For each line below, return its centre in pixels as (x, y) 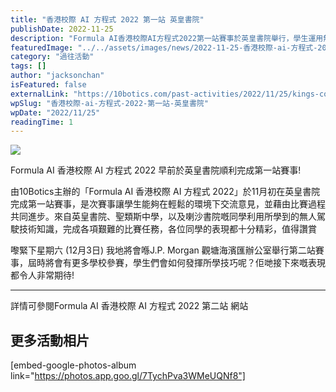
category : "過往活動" (52, 57)
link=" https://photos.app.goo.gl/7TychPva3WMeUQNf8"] (128, 376)
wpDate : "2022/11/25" (55, 112)
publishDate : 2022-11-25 (62, 29)
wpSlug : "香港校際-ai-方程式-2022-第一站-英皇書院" (109, 103)
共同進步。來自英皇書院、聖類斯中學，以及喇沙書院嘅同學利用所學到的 (155, 217)
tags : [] (28, 66)
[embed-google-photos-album (73, 365)
